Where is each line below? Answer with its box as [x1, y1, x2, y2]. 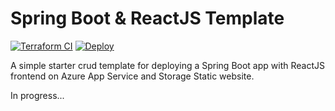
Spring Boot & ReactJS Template [10, 7, 285, 30]
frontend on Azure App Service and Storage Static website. [10, 70, 255, 82]
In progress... [10, 89, 65, 101]
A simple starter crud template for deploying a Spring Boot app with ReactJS [10, 59, 325, 71]
